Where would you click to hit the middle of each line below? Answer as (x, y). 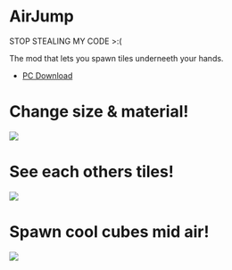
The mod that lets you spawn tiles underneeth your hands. (116, 58)
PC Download (47, 75)
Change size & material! (99, 112)
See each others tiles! (91, 172)
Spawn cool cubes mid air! (109, 232)
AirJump (41, 16)
